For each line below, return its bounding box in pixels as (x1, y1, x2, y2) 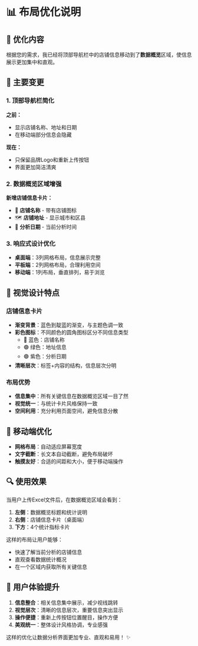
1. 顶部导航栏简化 (6, 97, 55, 105)
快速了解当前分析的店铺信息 (14, 548, 82, 555)
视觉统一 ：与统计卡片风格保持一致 (14, 400, 98, 407)
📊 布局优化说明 (6, 5, 81, 19)
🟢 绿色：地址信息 (23, 343, 67, 350)
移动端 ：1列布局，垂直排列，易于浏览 (14, 269, 105, 276)
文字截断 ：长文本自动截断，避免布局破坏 (14, 451, 113, 458)
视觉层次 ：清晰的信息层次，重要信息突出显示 (14, 606, 124, 614)
